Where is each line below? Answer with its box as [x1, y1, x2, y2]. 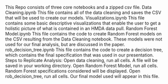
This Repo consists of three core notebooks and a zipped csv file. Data [5, 4, 152, 10]
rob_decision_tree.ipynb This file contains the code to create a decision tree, [5, 47, 163, 52]
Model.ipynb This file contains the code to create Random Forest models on [5, 31, 162, 36]
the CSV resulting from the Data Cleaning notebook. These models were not [5, 36, 162, 42]
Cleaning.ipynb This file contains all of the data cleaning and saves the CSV [5, 9, 161, 15]
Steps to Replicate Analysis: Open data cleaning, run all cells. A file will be [5, 57, 158, 63]
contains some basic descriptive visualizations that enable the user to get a [5, 20, 161, 26]
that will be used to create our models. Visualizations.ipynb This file [5, 15, 144, 20]
